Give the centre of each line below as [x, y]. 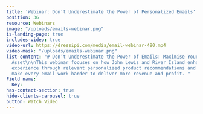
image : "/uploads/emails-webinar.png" [55, 29]
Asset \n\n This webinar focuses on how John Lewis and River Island [98, 62]
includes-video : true [34, 40]
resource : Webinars [31, 23]
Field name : [21, 79]
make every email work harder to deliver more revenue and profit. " [101, 74]
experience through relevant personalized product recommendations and [104, 68]
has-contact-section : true [40, 90]
